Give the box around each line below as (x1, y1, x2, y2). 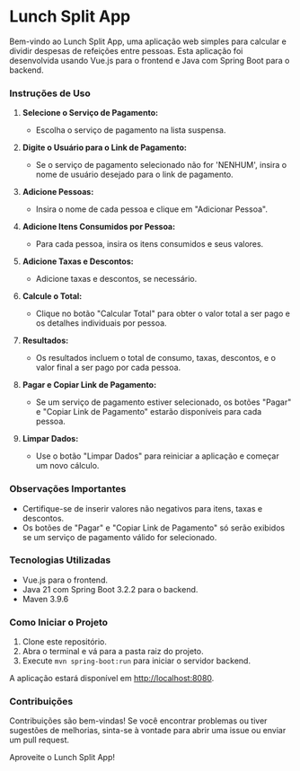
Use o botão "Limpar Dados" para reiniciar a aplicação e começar (35, 451, 280, 461)
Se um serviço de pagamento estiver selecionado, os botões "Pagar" (35, 397, 292, 407)
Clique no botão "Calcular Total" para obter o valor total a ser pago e (35, 308, 290, 320)
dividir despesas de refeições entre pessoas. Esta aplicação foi (9, 45, 243, 56)
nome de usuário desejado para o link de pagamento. (35, 169, 234, 180)
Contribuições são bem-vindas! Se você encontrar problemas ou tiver (9, 715, 268, 726)
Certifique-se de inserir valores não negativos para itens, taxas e (22, 503, 263, 513)
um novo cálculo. (35, 460, 100, 471)
